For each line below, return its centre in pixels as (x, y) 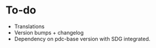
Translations (29, 26)
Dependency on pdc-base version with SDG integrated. (82, 39)
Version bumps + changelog (49, 32)
